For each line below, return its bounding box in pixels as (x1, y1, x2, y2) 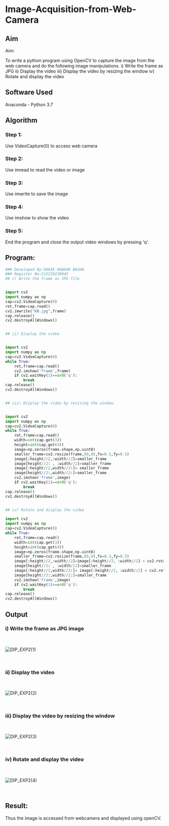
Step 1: (5, 131, 22, 138)
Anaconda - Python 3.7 (5, 101, 53, 107)
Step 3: (5, 179, 24, 186)
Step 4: (5, 203, 24, 210)
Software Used (5, 88, 53, 97)
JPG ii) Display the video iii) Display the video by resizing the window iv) (5, 68, 155, 74)
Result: (5, 802, 28, 810)
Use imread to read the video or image (5, 166, 85, 172)
